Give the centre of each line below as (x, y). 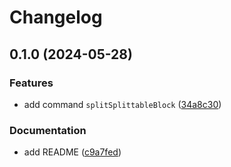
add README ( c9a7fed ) (72, 152)
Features (31, 83)
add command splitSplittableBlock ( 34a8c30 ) (122, 104)
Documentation (48, 130)
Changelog (56, 17)
